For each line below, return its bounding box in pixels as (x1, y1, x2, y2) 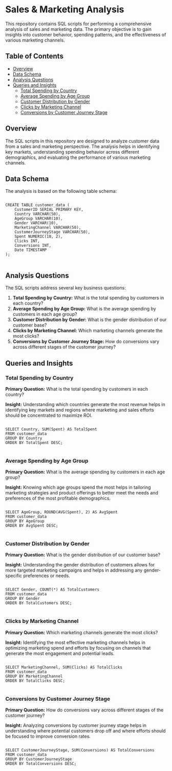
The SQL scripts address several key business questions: (5, 285, 126, 291)
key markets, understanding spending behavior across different (5, 149, 139, 155)
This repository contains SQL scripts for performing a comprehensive (5, 21, 152, 27)
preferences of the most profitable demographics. (5, 495, 111, 502)
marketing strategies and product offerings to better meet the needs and (5, 490, 159, 496)
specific (5, 573, 23, 579)
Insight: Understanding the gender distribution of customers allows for (5, 562, 155, 568)
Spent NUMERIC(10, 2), (14, 234, 63, 240)
